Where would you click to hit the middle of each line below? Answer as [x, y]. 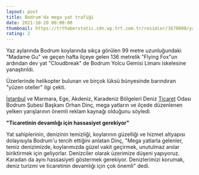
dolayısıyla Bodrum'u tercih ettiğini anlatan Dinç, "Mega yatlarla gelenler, [95, 141]
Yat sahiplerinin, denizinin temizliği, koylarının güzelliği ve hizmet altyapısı [96, 135]
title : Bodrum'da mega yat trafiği [50, 17]
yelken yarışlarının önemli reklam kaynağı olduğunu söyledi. [79, 112]
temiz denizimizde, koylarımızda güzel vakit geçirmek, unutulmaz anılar [93, 147]
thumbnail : [20, 28]
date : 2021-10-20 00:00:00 [39, 23]
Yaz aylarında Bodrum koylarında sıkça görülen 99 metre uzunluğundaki [94, 50]
